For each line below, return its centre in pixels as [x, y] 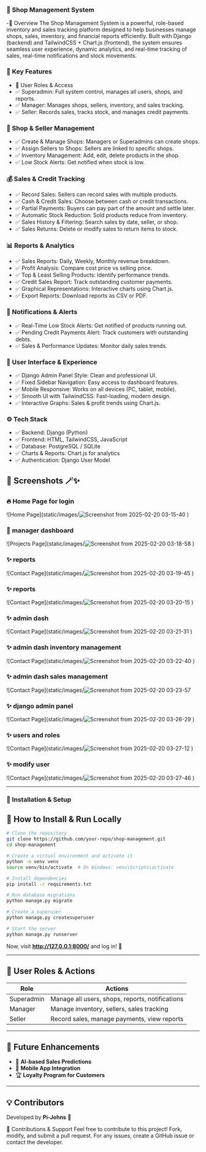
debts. [23, 339]
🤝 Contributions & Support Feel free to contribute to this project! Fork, [94, 1129]
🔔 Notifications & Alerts [42, 312]
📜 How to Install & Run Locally [64, 819]
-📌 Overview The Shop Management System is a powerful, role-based [95, 23]
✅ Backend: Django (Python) [51, 432]
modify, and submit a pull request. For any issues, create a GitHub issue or [100, 1136]
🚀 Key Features [29, 72]
